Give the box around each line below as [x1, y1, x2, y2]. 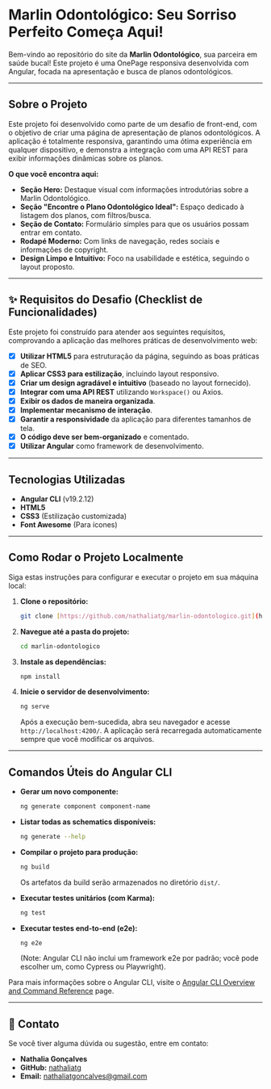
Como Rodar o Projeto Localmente [8, 551, 184, 564]
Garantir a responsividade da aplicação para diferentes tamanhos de [19, 414, 252, 424]
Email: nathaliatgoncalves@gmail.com [19, 1071, 148, 1081]
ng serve [19, 702, 50, 711]
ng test [19, 908, 46, 917]
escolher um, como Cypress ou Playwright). [19, 962, 167, 972]
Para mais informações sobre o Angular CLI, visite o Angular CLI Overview [8, 978, 256, 987]
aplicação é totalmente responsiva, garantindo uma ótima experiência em [8, 136, 252, 146]
